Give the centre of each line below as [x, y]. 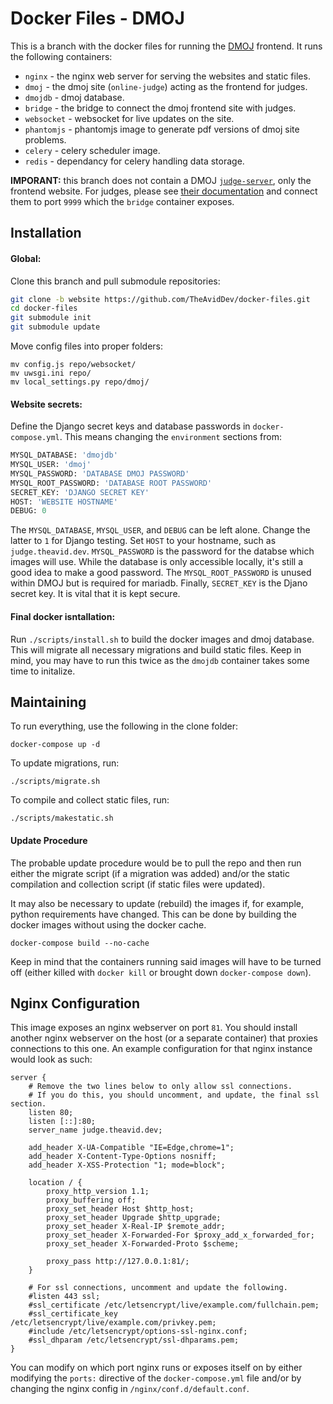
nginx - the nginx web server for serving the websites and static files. [167, 76]
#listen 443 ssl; [64, 1297]
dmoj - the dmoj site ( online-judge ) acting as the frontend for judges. [166, 86]
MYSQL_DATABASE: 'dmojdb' [64, 455]
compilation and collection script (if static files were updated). [138, 884]
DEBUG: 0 [28, 511]
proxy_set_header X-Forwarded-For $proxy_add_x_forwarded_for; [180, 1235]
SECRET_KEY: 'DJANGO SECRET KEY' [80, 492]
